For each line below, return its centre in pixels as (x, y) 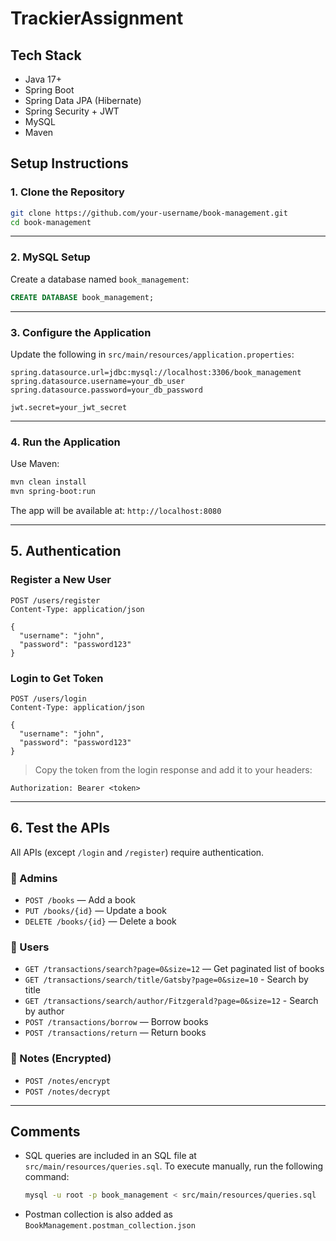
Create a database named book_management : (100, 279)
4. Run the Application (65, 442)
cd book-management (51, 222)
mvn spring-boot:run (53, 492)
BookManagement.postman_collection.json (110, 1226)
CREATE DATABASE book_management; (82, 297)
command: (47, 1177)
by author (44, 1011)
